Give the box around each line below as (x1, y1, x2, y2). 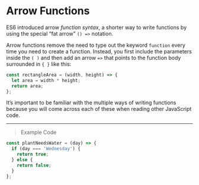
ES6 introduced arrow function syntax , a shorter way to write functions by (6, 24, 187, 31)
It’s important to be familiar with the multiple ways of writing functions (6, 99, 176, 106)
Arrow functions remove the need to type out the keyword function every (6, 42, 185, 49)
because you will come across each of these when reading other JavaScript (6, 106, 192, 113)
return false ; (17, 162, 52, 168)
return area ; (11, 83, 44, 89)
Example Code (20, 129, 57, 136)
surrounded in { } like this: (6, 60, 72, 68)
